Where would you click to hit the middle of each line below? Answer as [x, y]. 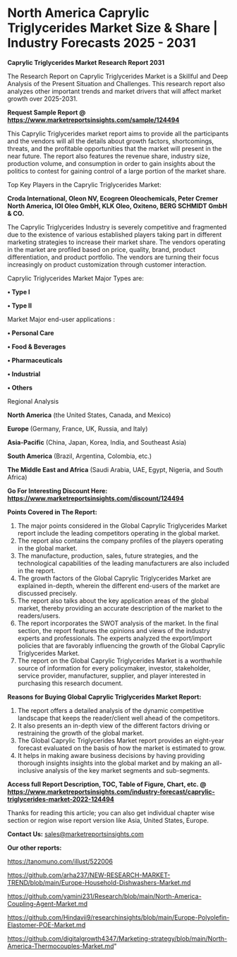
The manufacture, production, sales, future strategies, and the [108, 555]
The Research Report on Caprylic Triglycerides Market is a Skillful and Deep [118, 76]
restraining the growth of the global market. [81, 733]
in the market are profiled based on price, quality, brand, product [102, 249]
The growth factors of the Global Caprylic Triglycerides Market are [114, 578]
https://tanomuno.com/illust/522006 [60, 861]
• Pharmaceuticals [35, 360]
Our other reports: [35, 848]
